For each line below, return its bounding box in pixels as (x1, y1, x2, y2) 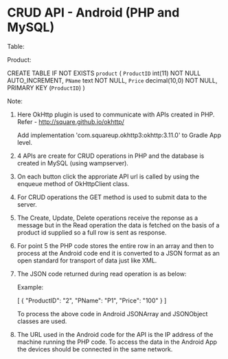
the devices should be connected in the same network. (16, 345, 173, 353)
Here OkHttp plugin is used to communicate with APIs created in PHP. (16, 110, 215, 119)
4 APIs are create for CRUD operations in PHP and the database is (16, 152, 205, 160)
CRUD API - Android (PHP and (7, 5, 180, 21)
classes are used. (16, 317, 67, 325)
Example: (16, 283, 44, 291)
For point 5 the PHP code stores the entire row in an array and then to (16, 241, 214, 249)
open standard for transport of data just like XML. (16, 256, 157, 265)
